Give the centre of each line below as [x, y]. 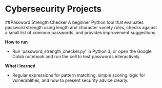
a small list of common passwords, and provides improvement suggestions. [81, 32]
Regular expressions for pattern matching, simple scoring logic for [79, 75]
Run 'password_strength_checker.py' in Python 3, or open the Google [82, 51]
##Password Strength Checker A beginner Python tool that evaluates [74, 22]
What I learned [20, 66]
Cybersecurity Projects [53, 9]
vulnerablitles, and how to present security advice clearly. [70, 80]
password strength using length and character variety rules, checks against [81, 27]
